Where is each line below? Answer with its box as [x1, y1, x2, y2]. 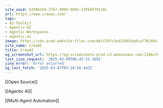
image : [5, 39, 18, 44]
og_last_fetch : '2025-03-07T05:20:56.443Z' [5, 66, 95, 71]
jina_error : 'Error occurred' [5, 61, 66, 66]
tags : [5, 16, 16, 21]
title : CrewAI [5, 47, 34, 52]
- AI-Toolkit [5, 20, 32, 26]
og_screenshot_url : [5, 52, 45, 57]
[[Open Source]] [5, 79, 38, 85]
